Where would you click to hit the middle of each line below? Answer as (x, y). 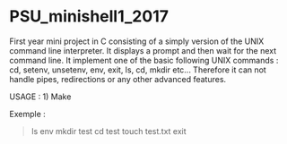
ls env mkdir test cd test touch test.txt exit (109, 131)
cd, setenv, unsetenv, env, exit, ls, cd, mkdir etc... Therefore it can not (138, 70)
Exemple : (28, 114)
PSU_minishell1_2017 (89, 17)
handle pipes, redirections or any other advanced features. (118, 79)
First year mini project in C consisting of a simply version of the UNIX (137, 41)
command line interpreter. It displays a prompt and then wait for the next (143, 50)
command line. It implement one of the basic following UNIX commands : (144, 60)
